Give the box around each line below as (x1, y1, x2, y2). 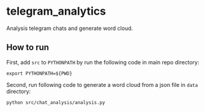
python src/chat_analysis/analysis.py (6, 99, 105, 105)
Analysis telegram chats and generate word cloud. (6, 24, 133, 32)
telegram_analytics (6, 4, 106, 18)
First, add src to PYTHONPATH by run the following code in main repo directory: (6, 58, 199, 65)
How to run (6, 42, 50, 53)
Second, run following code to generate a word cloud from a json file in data (6, 81, 198, 88)
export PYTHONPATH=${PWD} (6, 70, 72, 77)
